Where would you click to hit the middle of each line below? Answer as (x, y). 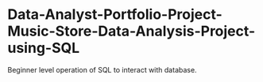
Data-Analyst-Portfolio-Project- (115, 15)
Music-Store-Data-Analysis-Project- (131, 31)
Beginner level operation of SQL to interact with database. (102, 69)
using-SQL (44, 48)
